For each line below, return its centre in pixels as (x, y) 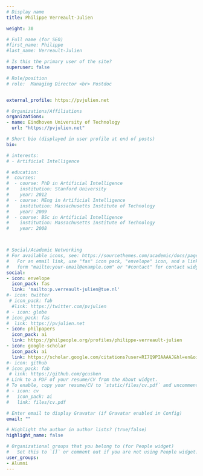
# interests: (23, 155)
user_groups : (23, 458)
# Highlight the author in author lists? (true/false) (77, 430)
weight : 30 (20, 28)
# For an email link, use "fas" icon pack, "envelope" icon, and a (96, 261)
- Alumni (17, 463)
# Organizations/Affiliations (44, 111)
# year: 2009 (27, 212)
